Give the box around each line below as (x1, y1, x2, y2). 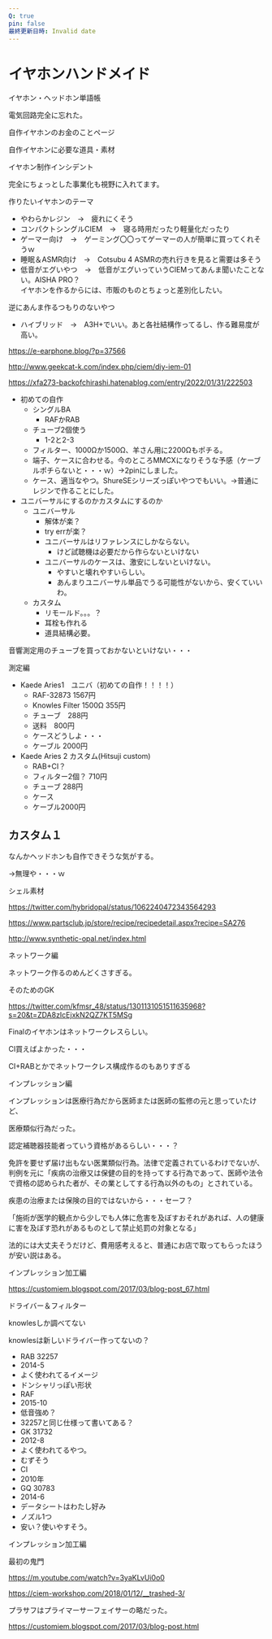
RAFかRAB (44, 415, 80, 425)
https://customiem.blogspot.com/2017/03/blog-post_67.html (8, 1284, 209, 1294)
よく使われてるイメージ (19, 1370, 99, 1380)
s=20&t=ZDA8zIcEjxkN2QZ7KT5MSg (8, 1010, 132, 1020)
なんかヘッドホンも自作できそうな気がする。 (8, 852, 158, 861)
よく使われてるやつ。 (19, 1445, 92, 1455)
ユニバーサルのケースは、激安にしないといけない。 (44, 557, 215, 567)
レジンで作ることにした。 (32, 486, 119, 496)
